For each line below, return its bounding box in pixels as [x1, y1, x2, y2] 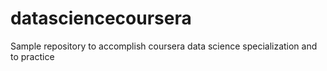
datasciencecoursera [10, 7, 192, 30]
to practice [10, 50, 55, 62]
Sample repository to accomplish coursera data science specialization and [10, 40, 318, 52]
